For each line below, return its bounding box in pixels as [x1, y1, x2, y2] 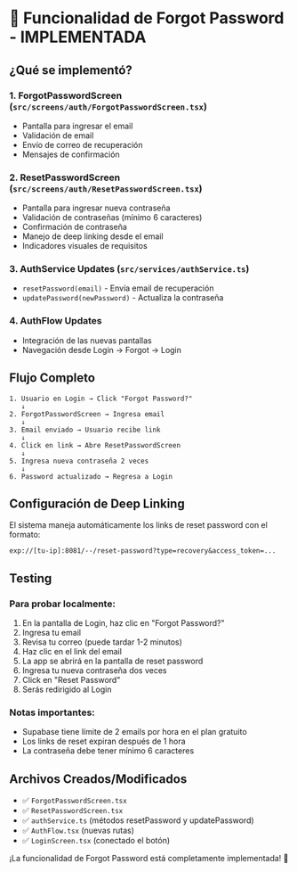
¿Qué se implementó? [9, 62, 133, 78]
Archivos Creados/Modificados [9, 771, 188, 786]
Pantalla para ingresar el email [21, 120, 133, 131]
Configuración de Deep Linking [9, 496, 185, 511]
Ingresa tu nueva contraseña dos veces [21, 665, 167, 676]
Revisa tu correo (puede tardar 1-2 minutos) [21, 637, 182, 647]
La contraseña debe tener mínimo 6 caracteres [21, 745, 195, 756]
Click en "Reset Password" [21, 675, 121, 686]
